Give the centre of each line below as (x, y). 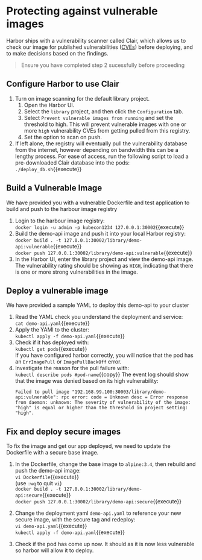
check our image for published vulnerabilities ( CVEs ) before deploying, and (99, 47)
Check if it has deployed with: (52, 342)
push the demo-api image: (48, 471)
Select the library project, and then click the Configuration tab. (104, 111)
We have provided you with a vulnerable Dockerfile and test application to (98, 203)
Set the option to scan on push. (63, 137)
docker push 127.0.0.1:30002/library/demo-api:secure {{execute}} (98, 502)
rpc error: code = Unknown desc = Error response (125, 397)
